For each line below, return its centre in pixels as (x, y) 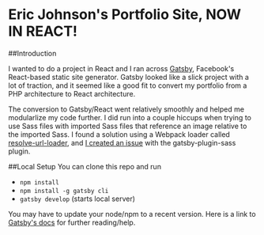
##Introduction (32, 53)
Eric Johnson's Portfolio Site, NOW (124, 15)
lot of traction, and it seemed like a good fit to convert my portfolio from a (128, 85)
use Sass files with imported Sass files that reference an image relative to (128, 126)
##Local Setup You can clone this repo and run (85, 166)
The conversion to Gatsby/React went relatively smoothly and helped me (126, 109)
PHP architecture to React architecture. (72, 93)
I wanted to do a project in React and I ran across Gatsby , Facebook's (121, 68)
